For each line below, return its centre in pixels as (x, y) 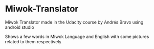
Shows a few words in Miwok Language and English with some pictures (77, 37)
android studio (20, 27)
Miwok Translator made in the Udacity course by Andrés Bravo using (74, 22)
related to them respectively (33, 41)
